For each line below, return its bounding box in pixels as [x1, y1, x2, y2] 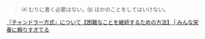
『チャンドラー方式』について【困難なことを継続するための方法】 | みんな [6, 19, 193, 26]
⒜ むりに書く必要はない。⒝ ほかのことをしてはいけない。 [21, 6, 170, 13]
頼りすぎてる [17, 26, 50, 33]
